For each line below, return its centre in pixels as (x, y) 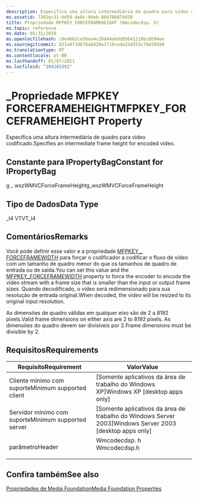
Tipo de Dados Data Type (52, 204)
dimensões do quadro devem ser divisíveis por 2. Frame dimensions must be (99, 325)
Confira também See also (52, 474)
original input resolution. (35, 301)
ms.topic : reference (32, 28)
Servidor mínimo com (39, 412)
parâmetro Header (34, 447)
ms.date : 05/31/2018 (32, 34)
